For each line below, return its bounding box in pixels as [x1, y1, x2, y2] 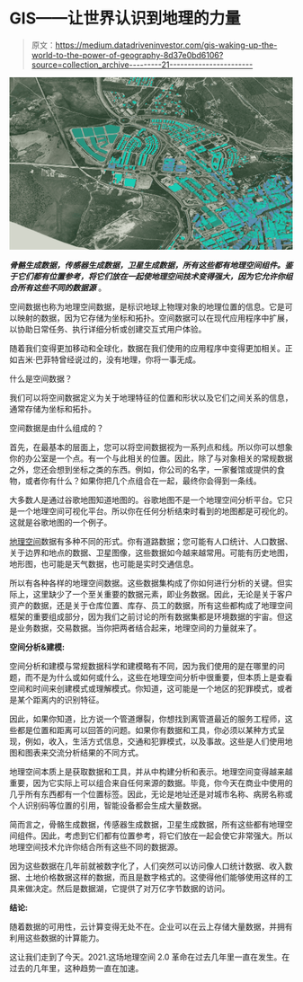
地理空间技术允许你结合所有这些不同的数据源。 [9, 841, 183, 852]
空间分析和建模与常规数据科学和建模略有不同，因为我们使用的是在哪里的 [9, 660, 277, 671]
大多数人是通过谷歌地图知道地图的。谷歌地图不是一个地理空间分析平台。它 [9, 494, 285, 505]
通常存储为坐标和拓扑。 [9, 403, 96, 414]
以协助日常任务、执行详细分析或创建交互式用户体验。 [9, 323, 207, 334]
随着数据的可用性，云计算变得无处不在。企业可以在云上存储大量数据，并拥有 [9, 921, 293, 932]
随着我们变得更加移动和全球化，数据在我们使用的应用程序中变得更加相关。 [9, 342, 285, 353]
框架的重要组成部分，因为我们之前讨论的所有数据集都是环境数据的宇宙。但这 [9, 611, 293, 622]
